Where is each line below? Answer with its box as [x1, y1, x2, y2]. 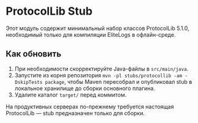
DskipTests [14, 79, 43, 85]
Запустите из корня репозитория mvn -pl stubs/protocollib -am [14, 72, 183, 79]
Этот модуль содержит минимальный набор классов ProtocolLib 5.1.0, [6, 24, 189, 32]
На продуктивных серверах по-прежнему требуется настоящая [6, 103, 174, 110]
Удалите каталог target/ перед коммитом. [14, 91, 127, 99]
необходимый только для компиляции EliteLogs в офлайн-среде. [6, 31, 176, 38]
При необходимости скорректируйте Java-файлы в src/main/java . [14, 65, 189, 72]
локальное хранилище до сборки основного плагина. [14, 84, 156, 92]
